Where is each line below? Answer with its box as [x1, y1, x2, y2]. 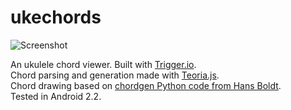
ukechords [10, 6, 102, 29]
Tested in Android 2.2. [10, 90, 102, 102]
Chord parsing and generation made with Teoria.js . [10, 69, 220, 81]
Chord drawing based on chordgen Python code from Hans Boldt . [10, 79, 282, 91]
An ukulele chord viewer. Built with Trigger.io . [10, 58, 197, 70]
